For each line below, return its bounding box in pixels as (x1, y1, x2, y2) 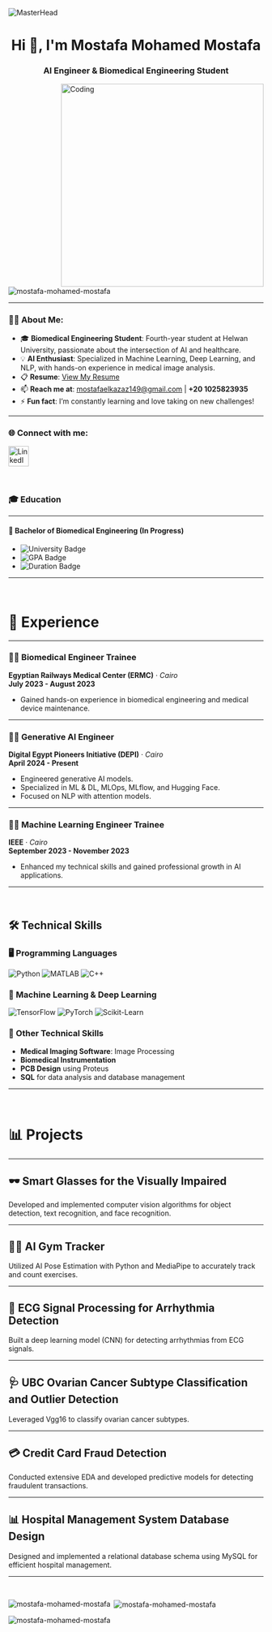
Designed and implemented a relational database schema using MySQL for (8, 1551, 258, 1561)
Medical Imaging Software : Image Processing (19, 1046, 175, 1056)
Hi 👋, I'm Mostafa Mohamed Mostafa (11, 37, 261, 54)
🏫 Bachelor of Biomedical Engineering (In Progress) (8, 525, 185, 535)
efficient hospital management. (8, 1560, 112, 1569)
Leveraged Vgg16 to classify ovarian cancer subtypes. (8, 1414, 189, 1424)
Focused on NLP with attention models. (19, 792, 151, 801)
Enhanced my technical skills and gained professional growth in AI (19, 861, 241, 872)
